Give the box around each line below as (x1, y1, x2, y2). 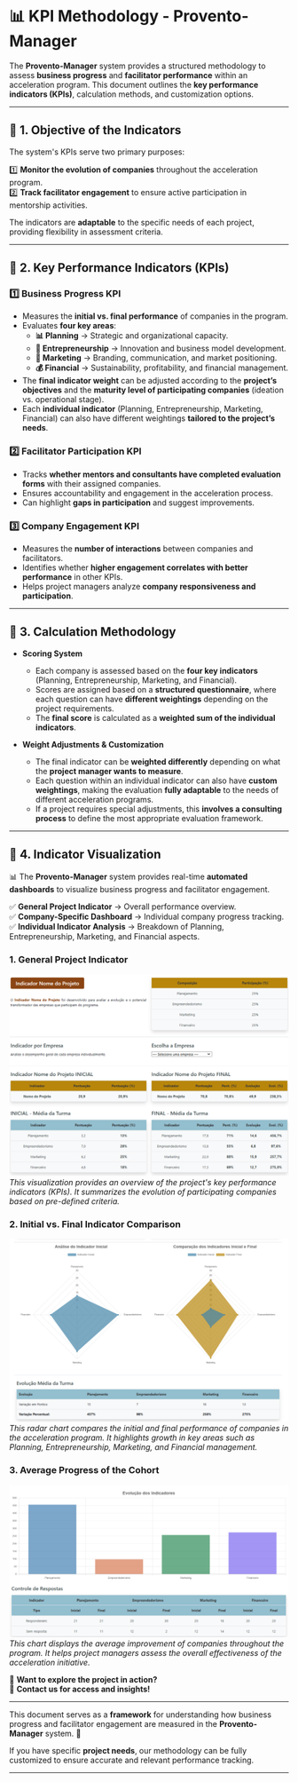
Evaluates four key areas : (21, 321, 117, 331)
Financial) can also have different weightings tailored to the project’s (21, 413, 276, 424)
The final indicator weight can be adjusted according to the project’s (21, 376, 278, 386)
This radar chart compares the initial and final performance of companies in (9, 1422, 289, 1433)
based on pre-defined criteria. (9, 1195, 120, 1207)
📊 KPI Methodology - (9, 6, 170, 27)
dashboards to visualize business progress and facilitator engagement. (9, 883, 271, 894)
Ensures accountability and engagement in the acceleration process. (21, 487, 273, 498)
